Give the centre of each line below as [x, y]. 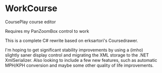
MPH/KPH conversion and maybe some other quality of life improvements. [79, 65]
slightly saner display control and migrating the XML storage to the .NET [77, 55]
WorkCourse [31, 8]
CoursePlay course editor [31, 22]
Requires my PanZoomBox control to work [47, 31]
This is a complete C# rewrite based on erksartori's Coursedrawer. [72, 40]
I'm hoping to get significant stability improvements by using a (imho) [74, 50]
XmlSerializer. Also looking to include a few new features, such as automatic [81, 60]
